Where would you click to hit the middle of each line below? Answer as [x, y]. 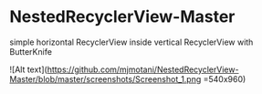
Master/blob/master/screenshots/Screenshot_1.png [105, 78]
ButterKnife [31, 51]
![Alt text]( [28, 69]
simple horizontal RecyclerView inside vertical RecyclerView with [131, 42]
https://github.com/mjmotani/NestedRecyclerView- [143, 69]
